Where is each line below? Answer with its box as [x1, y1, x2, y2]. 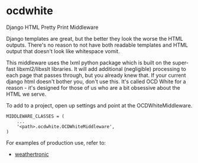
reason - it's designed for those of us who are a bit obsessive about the [6, 84, 180, 91]
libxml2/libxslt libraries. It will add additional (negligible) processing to [17, 65, 186, 72]
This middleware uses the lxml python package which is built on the [6, 59, 171, 66]
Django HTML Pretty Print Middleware [6, 24, 99, 31]
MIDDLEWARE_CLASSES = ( [6, 113, 65, 119]
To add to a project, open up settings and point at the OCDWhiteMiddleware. [6, 102, 193, 109]
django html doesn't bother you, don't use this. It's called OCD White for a [6, 78, 186, 85]
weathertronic [14, 151, 49, 158]
